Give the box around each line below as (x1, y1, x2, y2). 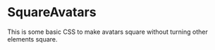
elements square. (7, 35, 58, 43)
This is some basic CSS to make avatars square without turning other (7, 27, 208, 36)
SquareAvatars (7, 4, 97, 20)
